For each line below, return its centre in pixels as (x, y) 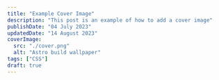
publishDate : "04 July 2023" (49, 26)
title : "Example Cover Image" (51, 14)
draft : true (24, 65)
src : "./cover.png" (42, 46)
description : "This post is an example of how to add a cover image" (110, 20)
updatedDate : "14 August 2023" (52, 33)
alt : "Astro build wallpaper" (57, 53)
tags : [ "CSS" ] (28, 59)
